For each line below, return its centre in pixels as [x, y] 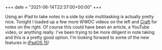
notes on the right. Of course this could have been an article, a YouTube [77, 27]
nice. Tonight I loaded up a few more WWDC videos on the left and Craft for [81, 22]
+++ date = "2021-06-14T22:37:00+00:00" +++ [53, 7]
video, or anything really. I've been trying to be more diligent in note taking [80, 32]
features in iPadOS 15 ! [27, 43]
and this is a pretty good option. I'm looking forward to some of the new [77, 37]
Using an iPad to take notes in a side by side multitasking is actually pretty [80, 16]
